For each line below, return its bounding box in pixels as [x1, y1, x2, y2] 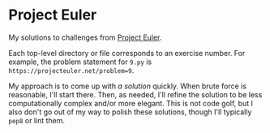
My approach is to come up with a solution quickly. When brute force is [8, 81, 247, 91]
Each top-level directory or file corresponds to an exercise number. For [8, 48, 246, 58]
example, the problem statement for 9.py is [8, 57, 152, 66]
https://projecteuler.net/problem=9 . [8, 65, 135, 75]
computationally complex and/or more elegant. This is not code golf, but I [8, 98, 254, 108]
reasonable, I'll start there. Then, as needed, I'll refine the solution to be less [8, 89, 263, 99]
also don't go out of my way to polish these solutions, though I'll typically [8, 107, 252, 117]
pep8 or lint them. [8, 115, 66, 125]
